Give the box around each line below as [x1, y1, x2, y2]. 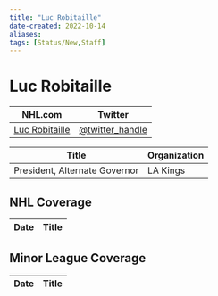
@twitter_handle [79, 124, 147, 136]
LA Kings [147, 164, 186, 177]
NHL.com [21, 109, 63, 121]
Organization [147, 149, 205, 161]
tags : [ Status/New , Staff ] [9, 37, 105, 47]
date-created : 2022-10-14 [9, 21, 105, 30]
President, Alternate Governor [13, 164, 139, 177]
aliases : [9, 29, 42, 38]
